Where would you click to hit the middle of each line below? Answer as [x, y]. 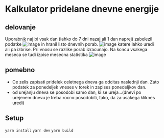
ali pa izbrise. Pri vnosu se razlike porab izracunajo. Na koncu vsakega [76, 49]
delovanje [20, 27]
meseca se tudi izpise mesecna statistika [47, 55]
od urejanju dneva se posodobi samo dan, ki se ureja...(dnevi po [77, 92]
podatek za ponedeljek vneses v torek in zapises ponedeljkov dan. [79, 87]
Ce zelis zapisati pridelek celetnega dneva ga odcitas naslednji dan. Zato [85, 82]
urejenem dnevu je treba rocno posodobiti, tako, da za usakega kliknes [83, 97]
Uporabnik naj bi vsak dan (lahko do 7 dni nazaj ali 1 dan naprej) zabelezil [79, 39]
